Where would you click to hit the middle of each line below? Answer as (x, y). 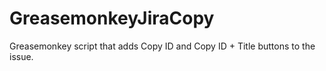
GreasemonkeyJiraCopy (112, 18)
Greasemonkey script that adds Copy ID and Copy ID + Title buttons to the (162, 46)
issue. (21, 56)
